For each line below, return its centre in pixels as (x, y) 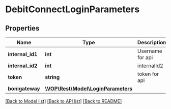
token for (148, 74)
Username (150, 51)
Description (152, 43)
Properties (22, 28)
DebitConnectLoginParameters (73, 9)
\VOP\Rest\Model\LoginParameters (89, 89)
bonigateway (24, 89)
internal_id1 (23, 54)
